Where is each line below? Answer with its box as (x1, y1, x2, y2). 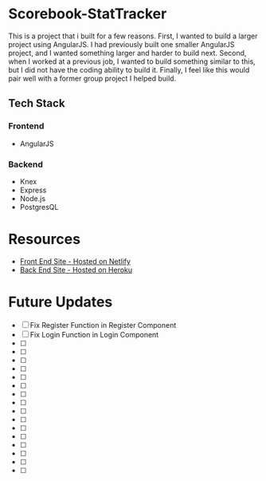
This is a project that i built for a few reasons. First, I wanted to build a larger (8, 31, 258, 41)
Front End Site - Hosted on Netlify (19, 256, 131, 266)
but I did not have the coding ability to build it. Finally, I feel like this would (8, 65, 250, 74)
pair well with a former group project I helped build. (8, 73, 177, 83)
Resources (8, 231, 81, 248)
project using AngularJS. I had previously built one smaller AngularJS (8, 39, 235, 49)
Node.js (19, 193, 46, 203)
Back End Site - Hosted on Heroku (19, 265, 133, 274)
